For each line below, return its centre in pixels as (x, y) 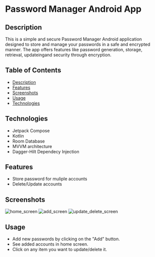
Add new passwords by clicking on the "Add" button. (66, 239)
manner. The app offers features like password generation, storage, (74, 50)
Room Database (29, 141)
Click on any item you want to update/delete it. (59, 250)
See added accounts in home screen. (50, 244)
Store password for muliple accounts (50, 179)
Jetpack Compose (31, 130)
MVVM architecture (32, 146)
